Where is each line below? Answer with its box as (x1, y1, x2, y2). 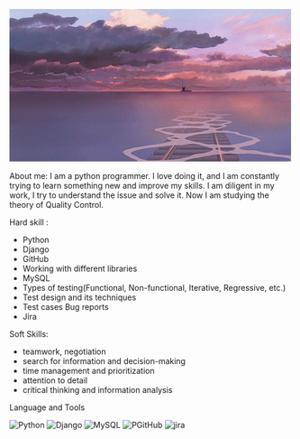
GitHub (22, 254, 50, 264)
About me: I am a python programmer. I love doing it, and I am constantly (9, 171, 280, 181)
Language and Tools (9, 402, 86, 413)
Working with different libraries (22, 263, 138, 274)
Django (22, 244, 50, 255)
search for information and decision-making (22, 356, 186, 366)
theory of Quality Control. (9, 200, 104, 210)
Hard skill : (9, 217, 50, 228)
